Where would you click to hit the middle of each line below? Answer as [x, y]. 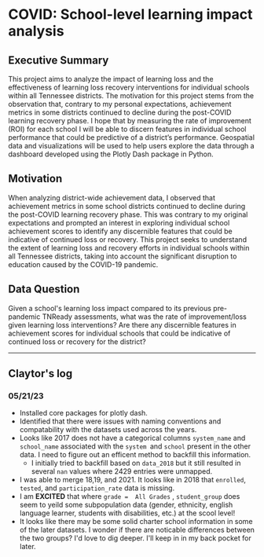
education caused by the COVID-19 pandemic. [83, 264]
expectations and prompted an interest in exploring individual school [119, 222]
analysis [36, 31]
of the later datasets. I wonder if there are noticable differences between [137, 530]
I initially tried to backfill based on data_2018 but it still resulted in [136, 463]
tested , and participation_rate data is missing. [97, 488]
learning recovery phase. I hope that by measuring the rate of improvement [130, 121]
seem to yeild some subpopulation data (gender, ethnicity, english [126, 505]
